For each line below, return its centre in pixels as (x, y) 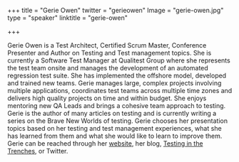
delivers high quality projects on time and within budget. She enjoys (107, 98)
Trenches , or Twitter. (38, 151)
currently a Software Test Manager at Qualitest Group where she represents (119, 60)
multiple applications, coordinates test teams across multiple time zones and (120, 91)
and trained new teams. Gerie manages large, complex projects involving (115, 83)
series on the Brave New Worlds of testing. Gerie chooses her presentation (118, 121)
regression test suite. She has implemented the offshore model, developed (117, 75)
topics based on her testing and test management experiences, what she (115, 128)
